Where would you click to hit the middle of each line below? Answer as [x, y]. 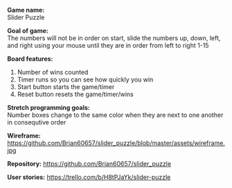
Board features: [30, 59]
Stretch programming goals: [48, 107]
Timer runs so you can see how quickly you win [85, 79]
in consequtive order [37, 122]
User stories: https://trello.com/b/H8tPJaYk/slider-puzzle [89, 177]
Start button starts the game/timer [66, 87]
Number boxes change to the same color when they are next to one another [115, 115]
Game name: [26, 10]
